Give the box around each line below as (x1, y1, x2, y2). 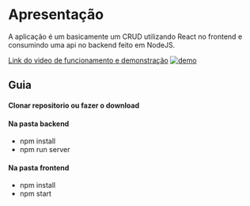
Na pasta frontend (8, 162, 70, 172)
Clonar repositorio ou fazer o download (8, 101, 140, 110)
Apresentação (8, 6, 104, 24)
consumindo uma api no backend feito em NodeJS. (8, 40, 176, 49)
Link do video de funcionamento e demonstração (8, 55, 169, 65)
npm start (19, 189, 51, 199)
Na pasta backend (8, 119, 70, 128)
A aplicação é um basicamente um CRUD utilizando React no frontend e (8, 32, 243, 41)
